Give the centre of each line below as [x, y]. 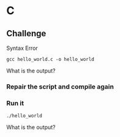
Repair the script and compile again [60, 87]
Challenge [26, 33]
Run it [15, 103]
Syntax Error [22, 48]
